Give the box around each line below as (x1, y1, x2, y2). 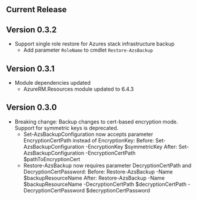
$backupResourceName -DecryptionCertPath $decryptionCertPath (23, 181, 187, 188)
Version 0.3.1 (6, 64, 55, 74)
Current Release (6, 5, 67, 15)
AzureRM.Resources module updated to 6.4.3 (23, 85, 134, 93)
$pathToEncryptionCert (23, 155, 81, 162)
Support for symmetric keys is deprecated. (14, 124, 119, 131)
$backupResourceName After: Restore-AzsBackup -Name (23, 174, 165, 181)
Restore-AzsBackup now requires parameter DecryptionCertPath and (23, 162, 192, 169)
